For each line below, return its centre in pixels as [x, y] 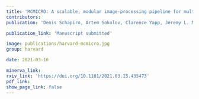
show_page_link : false [34, 87]
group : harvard [25, 49]
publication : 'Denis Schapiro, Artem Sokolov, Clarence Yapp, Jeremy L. [98, 22]
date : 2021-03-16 [28, 60]
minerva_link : [24, 71]
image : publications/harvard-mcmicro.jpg [58, 44]
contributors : [24, 17]
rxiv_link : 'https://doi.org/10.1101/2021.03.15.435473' [78, 76]
